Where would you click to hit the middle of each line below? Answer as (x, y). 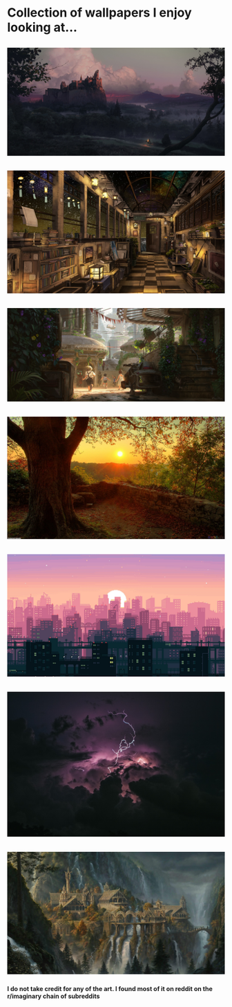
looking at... (42, 27)
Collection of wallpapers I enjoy (99, 13)
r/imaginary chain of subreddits (54, 996)
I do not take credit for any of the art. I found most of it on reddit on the (110, 988)
